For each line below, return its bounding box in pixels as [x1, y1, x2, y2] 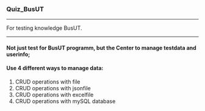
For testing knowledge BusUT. [6, 24, 82, 32]
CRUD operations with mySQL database [15, 98, 116, 105]
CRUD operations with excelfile [15, 91, 94, 99]
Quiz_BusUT [6, 5, 45, 13]
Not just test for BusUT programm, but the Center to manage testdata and [6, 44, 196, 51]
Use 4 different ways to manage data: [6, 65, 104, 72]
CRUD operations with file [15, 78, 81, 85]
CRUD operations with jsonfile [15, 85, 91, 92]
